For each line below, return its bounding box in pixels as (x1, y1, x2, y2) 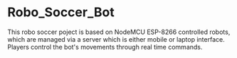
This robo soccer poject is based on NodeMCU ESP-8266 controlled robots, (7, 28, 231, 36)
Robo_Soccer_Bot (7, 4, 115, 21)
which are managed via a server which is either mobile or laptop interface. (7, 35, 226, 43)
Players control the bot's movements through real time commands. (7, 42, 203, 51)
